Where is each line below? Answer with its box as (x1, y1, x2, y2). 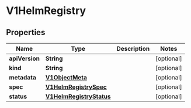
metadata (9, 74, 36, 81)
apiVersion (9, 54, 40, 62)
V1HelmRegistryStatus (45, 92, 111, 100)
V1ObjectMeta (45, 74, 88, 81)
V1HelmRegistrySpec (45, 83, 107, 91)
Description (116, 45, 150, 53)
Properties (6, 27, 46, 37)
